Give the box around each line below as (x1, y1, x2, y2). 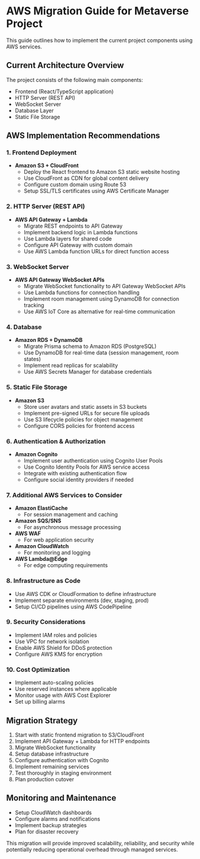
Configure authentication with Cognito (14, 756, 109, 763)
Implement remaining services (14, 763, 90, 770)
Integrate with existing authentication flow (23, 469, 127, 476)
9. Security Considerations (6, 617, 86, 626)
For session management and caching (23, 511, 118, 518)
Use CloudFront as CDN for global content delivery (23, 175, 149, 182)
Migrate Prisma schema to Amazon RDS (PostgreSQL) (23, 343, 157, 350)
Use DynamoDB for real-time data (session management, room (23, 349, 179, 356)
